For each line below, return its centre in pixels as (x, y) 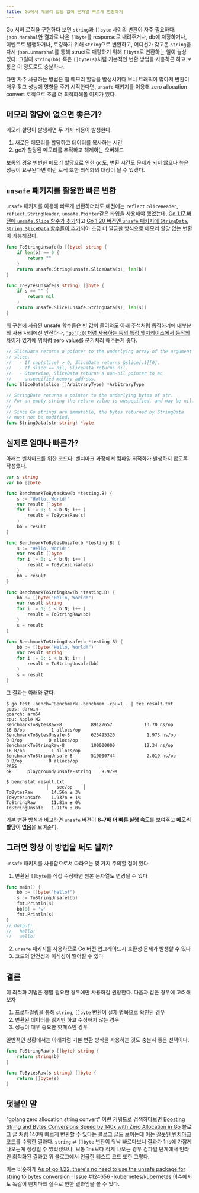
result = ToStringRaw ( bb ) (60, 614)
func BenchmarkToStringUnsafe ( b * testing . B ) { (65, 642)
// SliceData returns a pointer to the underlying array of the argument (99, 351)
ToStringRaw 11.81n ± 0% (44, 803)
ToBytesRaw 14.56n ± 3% (44, 792)
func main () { (24, 887)
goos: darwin (22, 709)
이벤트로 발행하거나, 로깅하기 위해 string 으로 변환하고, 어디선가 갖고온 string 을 (99, 44)
